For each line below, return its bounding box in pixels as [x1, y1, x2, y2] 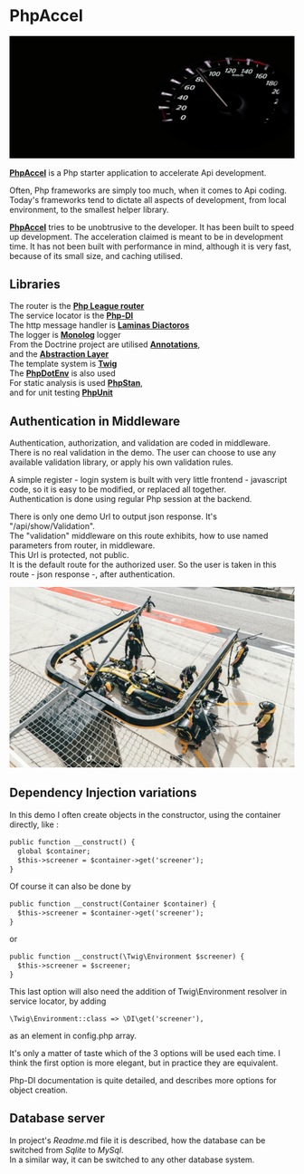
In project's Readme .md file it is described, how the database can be [9, 1134, 266, 1146]
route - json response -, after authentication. [9, 569, 176, 580]
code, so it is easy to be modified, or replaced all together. [9, 484, 227, 495]
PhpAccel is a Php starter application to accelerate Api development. [9, 167, 267, 178]
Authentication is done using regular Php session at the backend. [9, 494, 252, 505]
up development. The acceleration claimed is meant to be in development [9, 231, 283, 242]
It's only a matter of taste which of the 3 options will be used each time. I [9, 1047, 280, 1058]
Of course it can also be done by [9, 880, 131, 891]
